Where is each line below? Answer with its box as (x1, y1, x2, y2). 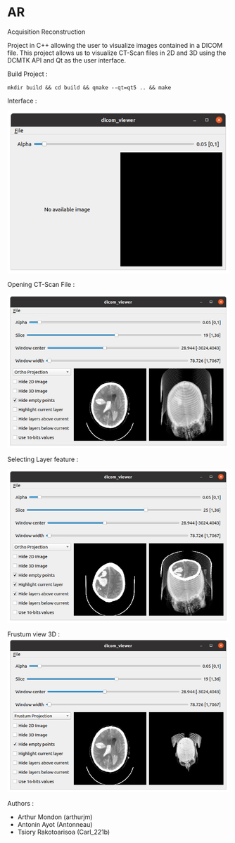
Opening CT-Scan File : (7, 280, 75, 288)
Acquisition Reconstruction (7, 27, 86, 36)
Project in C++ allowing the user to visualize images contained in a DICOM (7, 41, 223, 49)
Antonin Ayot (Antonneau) (17, 820, 93, 828)
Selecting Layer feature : (7, 455, 79, 464)
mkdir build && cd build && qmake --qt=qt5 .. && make (7, 84, 172, 91)
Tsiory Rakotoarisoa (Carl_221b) (17, 828, 110, 836)
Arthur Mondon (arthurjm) (17, 813, 93, 821)
